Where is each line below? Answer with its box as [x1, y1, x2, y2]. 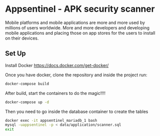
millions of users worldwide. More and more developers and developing [5, 24, 150, 30]
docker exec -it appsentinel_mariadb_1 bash [5, 118, 97, 123]
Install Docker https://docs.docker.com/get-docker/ [5, 62, 109, 68]
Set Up [5, 49, 26, 58]
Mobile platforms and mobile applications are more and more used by [5, 20, 145, 25]
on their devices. [5, 35, 39, 41]
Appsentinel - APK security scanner [5, 3, 155, 15]
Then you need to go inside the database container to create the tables [5, 109, 148, 114]
